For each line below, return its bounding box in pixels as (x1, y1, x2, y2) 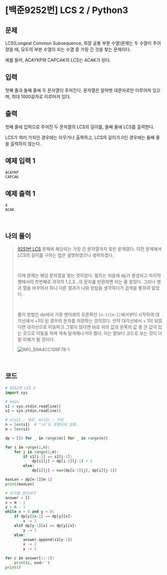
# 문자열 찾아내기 (5, 491, 36, 496)
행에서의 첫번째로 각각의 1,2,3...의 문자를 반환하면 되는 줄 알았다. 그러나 (17, 279, 156, 285)
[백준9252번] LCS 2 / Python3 (5, 4, 129, 16)
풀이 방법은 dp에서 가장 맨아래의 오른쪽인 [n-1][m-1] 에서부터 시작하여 (17, 312, 155, 318)
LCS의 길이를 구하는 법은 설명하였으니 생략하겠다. (17, 252, 114, 258)
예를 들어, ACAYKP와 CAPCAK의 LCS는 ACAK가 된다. (5, 57, 111, 63)
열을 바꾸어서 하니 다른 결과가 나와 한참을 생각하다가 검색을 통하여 (22, 285, 151, 291)
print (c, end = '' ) (14, 560, 50, 565)
